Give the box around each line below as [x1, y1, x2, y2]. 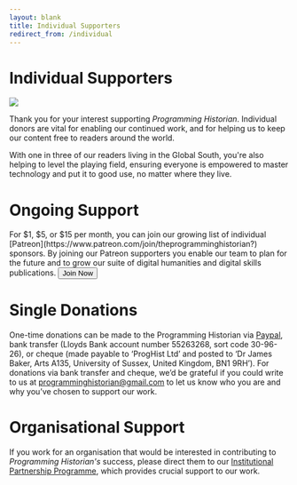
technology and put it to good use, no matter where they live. [9, 169, 232, 179]
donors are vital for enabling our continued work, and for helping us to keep [9, 123, 285, 134]
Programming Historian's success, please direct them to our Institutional [9, 457, 274, 467]
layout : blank [9, 12, 62, 22]
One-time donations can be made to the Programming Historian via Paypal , [9, 330, 284, 340]
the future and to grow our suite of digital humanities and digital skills [9, 258, 262, 268]
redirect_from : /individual [9, 29, 113, 38]
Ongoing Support [9, 200, 139, 220]
